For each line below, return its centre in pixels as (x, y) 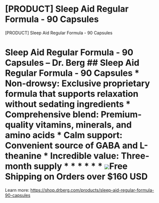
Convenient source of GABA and (72, 146)
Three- (135, 156)
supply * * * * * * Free (80, 166)
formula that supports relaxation (72, 94)
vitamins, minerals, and (84, 125)
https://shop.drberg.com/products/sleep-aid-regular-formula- (92, 190)
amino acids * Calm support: (64, 135)
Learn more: (17, 190)
